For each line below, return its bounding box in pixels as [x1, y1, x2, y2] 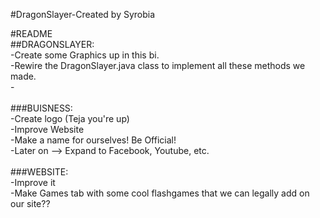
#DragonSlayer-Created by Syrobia [10, 9, 156, 20]
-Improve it [10, 177, 56, 188]
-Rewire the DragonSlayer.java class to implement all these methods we [10, 60, 306, 71]
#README [10, 28, 53, 39]
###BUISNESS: [10, 102, 73, 114]
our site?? [10, 198, 51, 209]
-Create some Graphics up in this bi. [10, 49, 160, 61]
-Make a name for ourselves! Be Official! [10, 134, 177, 146]
